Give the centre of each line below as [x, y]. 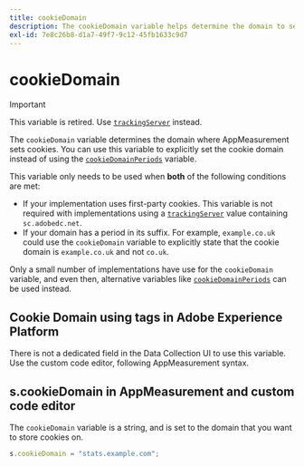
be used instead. [41, 289]
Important [28, 104]
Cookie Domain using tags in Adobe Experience [146, 317]
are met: [25, 186]
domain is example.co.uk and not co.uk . [95, 252]
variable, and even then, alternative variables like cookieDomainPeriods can [148, 279]
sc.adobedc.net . [52, 223]
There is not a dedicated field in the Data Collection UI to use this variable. [148, 354]
